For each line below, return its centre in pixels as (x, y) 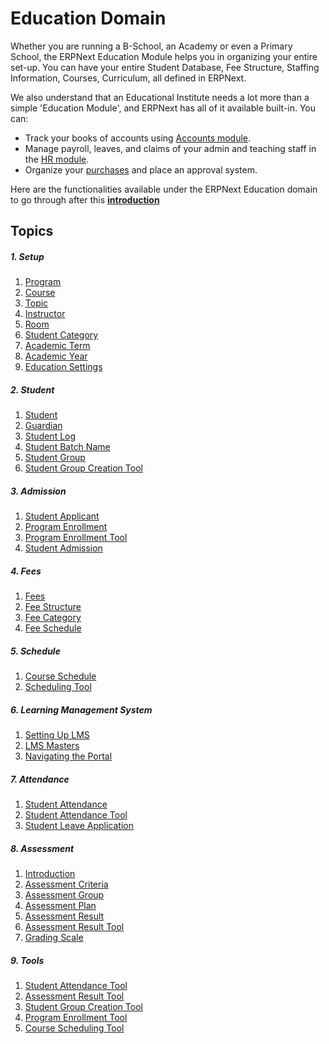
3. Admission (38, 491)
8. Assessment (42, 848)
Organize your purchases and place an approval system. (141, 169)
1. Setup (27, 256)
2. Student (32, 389)
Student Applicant (62, 516)
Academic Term (57, 346)
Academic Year (56, 356)
